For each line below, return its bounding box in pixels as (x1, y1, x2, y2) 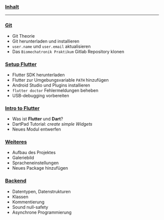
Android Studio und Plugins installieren (12, 82, 90, 88)
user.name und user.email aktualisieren (12, 43, 91, 49)
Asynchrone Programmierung (12, 209, 72, 215)
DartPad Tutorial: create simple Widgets (12, 121, 93, 127)
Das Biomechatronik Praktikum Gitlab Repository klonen (12, 48, 124, 54)
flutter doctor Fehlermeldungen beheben (12, 87, 99, 93)
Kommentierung (12, 199, 45, 205)
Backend (5, 177, 27, 184)
